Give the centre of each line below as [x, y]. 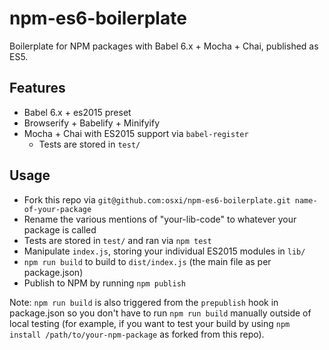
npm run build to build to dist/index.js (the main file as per [147, 261]
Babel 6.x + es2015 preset [77, 112]
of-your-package [57, 209]
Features [37, 88]
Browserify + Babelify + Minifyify [92, 123]
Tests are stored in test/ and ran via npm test [117, 240]
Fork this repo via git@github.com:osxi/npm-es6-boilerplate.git [157, 199]
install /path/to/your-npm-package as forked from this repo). [137, 334]
